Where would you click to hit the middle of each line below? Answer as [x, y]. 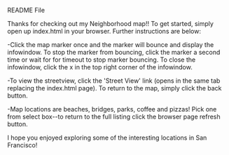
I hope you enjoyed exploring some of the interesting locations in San [107, 137]
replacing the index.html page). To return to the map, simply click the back [114, 88]
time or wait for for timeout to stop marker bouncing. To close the [102, 60]
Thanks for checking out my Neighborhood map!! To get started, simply [110, 23]
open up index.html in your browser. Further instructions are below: [104, 31]
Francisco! [22, 145]
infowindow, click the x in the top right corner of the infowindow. [100, 67]
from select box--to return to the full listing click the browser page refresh [114, 116]
